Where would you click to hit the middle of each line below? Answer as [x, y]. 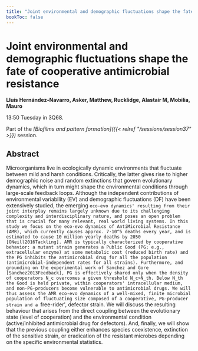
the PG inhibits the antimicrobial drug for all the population [87, 258]
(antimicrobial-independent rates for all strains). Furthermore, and [95, 263]
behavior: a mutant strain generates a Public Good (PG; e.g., [85, 247]
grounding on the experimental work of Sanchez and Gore [77, 268]
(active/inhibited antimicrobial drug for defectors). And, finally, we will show [98, 323]
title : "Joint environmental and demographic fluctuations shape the [93, 11]
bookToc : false [25, 17]
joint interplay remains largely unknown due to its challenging [88, 211]
